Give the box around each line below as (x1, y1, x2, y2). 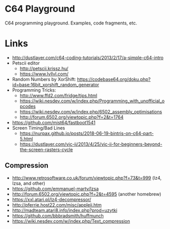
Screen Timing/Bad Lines (12, 125, 65, 131)
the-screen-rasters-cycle (19, 146, 73, 153)
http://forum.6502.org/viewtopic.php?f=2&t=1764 (19, 114, 124, 120)
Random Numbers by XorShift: (12, 76, 76, 82)
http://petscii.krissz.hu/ (19, 65, 69, 71)
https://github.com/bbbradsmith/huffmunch (12, 212, 104, 219)
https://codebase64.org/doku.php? (77, 76, 151, 82)
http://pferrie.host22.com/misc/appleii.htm (12, 202, 102, 208)
